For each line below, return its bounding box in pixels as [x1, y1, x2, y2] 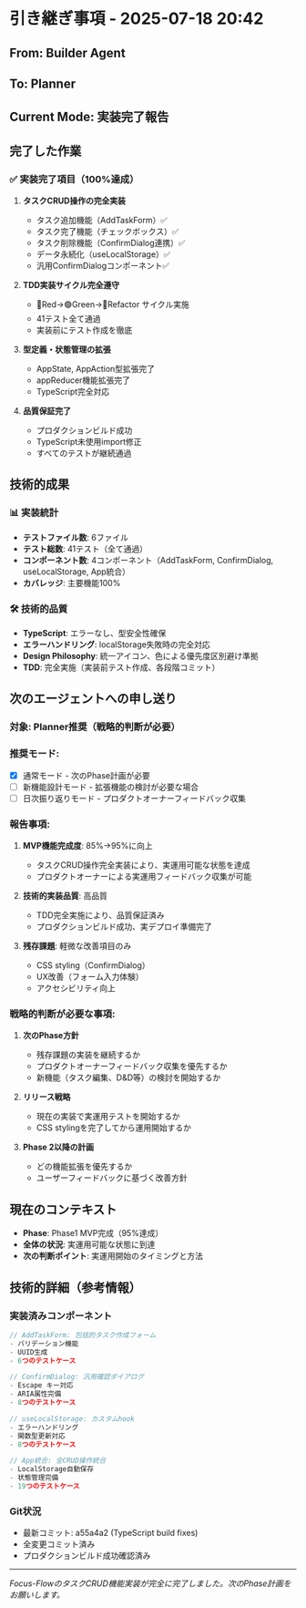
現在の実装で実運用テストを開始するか [36, 1111, 180, 1122]
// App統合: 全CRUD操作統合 [9, 1456, 107, 1466]
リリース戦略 [22, 1091, 71, 1103]
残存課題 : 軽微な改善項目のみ [22, 941, 132, 952]
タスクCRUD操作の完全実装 [22, 195, 126, 206]
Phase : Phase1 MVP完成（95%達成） [22, 1228, 164, 1239]
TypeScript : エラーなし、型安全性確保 [22, 628, 167, 639]
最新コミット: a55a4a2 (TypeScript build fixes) [22, 1528, 199, 1539]
